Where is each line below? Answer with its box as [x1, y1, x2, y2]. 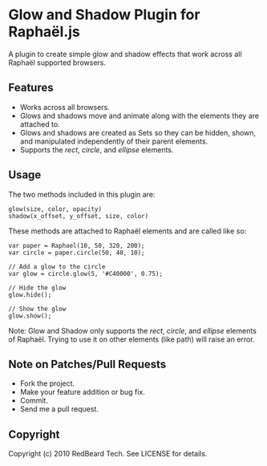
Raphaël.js [8, 22, 80, 41]
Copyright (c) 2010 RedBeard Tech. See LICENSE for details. [8, 449, 208, 459]
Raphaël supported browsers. [8, 58, 107, 67]
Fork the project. [19, 379, 75, 388]
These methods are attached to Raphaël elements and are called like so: [8, 226, 247, 236]
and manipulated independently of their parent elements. [19, 136, 208, 146]
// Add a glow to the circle [8, 262, 106, 270]
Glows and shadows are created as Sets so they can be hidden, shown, [19, 128, 257, 137]
